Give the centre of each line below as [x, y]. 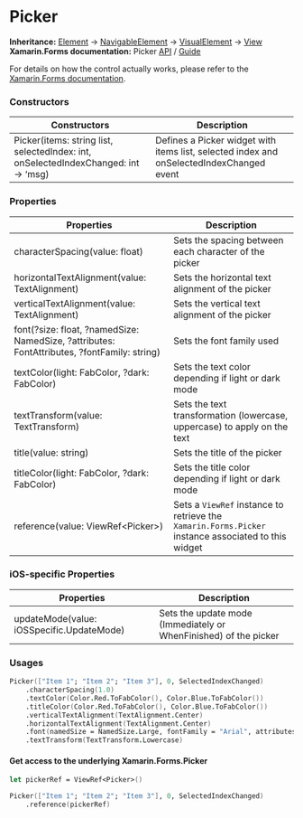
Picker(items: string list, [64, 140]
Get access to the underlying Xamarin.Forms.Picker [109, 760]
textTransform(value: [58, 415]
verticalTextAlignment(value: [75, 303]
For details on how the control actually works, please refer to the [129, 69]
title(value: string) [51, 452]
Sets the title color [212, 467]
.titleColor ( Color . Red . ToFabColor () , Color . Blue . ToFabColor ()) [147, 707]
